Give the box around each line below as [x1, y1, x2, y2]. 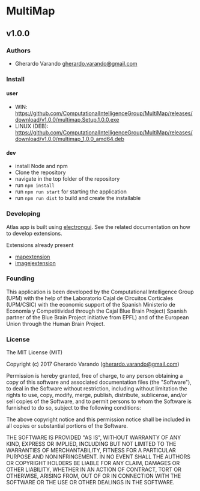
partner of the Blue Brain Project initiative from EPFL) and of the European [6, 313, 189, 321]
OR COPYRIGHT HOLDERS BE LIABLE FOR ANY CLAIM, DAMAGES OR [6, 460, 180, 467]
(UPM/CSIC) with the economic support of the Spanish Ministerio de [6, 301, 175, 308]
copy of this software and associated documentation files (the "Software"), [6, 378, 192, 386]
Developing [6, 210, 41, 218]
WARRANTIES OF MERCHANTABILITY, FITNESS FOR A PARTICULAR [6, 447, 176, 454]
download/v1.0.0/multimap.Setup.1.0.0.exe [14, 116, 120, 123]
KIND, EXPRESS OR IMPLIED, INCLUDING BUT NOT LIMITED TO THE [6, 440, 177, 448]
